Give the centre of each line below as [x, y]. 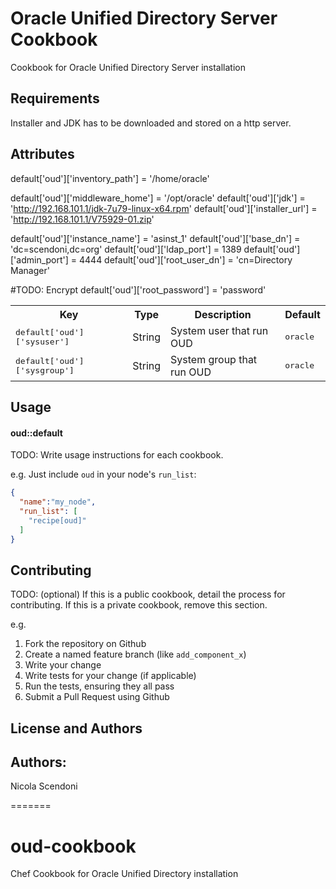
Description [223, 314]
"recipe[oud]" [57, 520]
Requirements [55, 98]
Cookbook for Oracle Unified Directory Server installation [128, 67]
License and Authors [76, 728]
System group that [214, 359]
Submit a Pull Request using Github [97, 697]
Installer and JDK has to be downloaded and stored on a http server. [151, 123]
